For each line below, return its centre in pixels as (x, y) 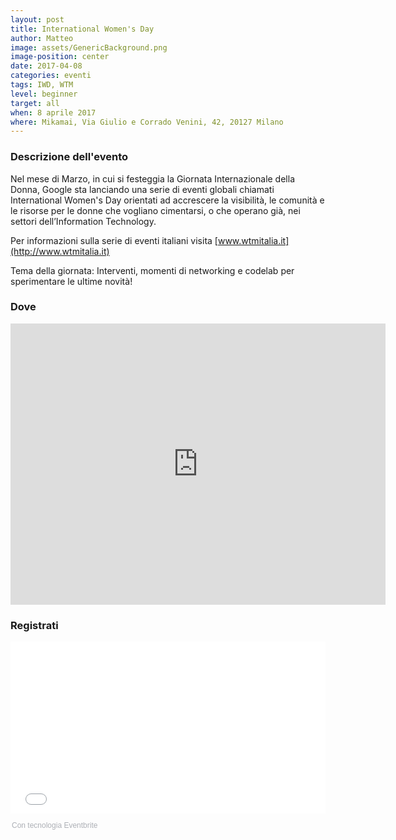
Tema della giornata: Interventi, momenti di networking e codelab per (152, 270)
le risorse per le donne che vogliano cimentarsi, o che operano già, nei (155, 210)
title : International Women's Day (82, 29)
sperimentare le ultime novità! (71, 281)
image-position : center (60, 57)
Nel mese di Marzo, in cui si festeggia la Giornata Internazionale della (152, 178)
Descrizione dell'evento (69, 157)
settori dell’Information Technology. (83, 221)
